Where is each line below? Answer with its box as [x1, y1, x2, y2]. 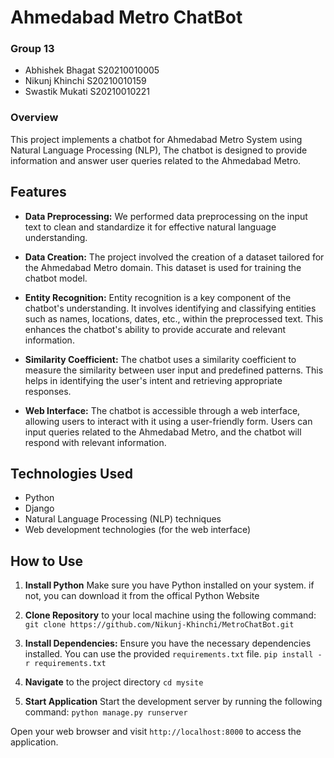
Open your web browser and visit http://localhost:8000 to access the [10, 726, 302, 738]
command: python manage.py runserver [24, 706, 188, 718]
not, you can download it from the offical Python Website [24, 590, 260, 602]
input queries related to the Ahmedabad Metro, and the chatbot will [24, 426, 302, 438]
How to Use [10, 552, 84, 570]
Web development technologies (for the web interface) [24, 524, 252, 536]
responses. [24, 385, 72, 397]
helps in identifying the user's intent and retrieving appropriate [24, 374, 283, 386]
